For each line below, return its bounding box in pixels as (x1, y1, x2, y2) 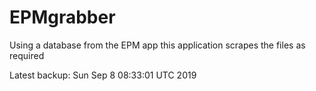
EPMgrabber (9, 6, 116, 29)
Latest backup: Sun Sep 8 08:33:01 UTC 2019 (9, 69, 197, 81)
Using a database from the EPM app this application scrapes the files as (9, 39, 306, 51)
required (9, 49, 45, 61)
